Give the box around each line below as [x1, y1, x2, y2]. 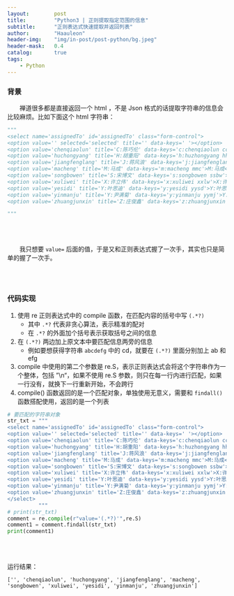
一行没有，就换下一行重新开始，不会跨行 [17, 379, 134, 388]
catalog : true [7, 50, 68, 57]
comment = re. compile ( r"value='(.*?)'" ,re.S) [7, 515, 141, 522]
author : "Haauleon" [7, 29, 86, 37]
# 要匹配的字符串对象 [7, 411, 61, 418]
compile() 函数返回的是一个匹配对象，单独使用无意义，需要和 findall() [17, 388, 223, 397]
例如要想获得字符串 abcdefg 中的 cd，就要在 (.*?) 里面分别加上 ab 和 [27, 346, 226, 354]
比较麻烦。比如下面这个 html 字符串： [7, 112, 115, 121]
